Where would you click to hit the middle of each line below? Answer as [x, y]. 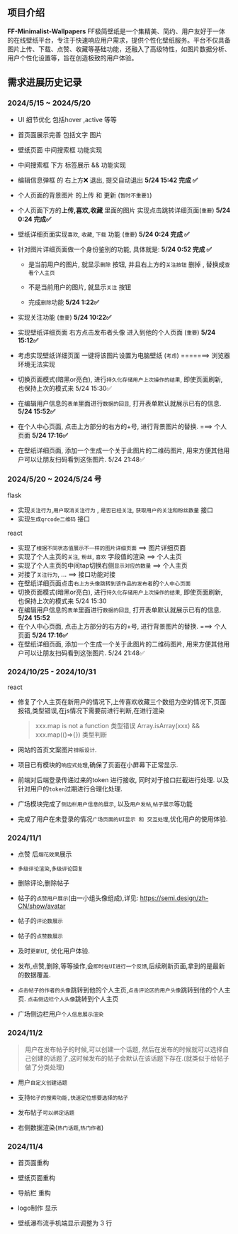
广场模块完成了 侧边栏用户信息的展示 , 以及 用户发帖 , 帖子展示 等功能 [105, 804]
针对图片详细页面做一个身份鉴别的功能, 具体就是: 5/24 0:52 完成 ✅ [115, 249]
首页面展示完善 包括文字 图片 [60, 134]
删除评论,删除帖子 [43, 883]
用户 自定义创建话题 [42, 1082]
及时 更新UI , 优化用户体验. [53, 951]
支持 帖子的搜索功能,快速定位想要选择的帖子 [73, 1097]
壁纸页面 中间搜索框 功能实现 [60, 150]
